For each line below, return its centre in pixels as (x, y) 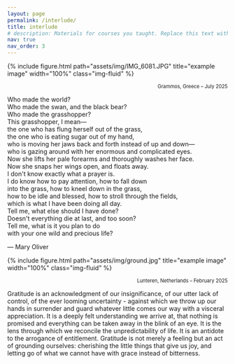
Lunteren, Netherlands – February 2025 (182, 281)
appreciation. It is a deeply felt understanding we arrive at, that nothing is (113, 316)
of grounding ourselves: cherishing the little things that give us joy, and (109, 346)
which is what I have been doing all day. (65, 203)
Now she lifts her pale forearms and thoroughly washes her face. (101, 159)
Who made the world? (39, 99)
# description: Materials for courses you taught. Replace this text (111, 33)
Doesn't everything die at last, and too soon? (72, 218)
